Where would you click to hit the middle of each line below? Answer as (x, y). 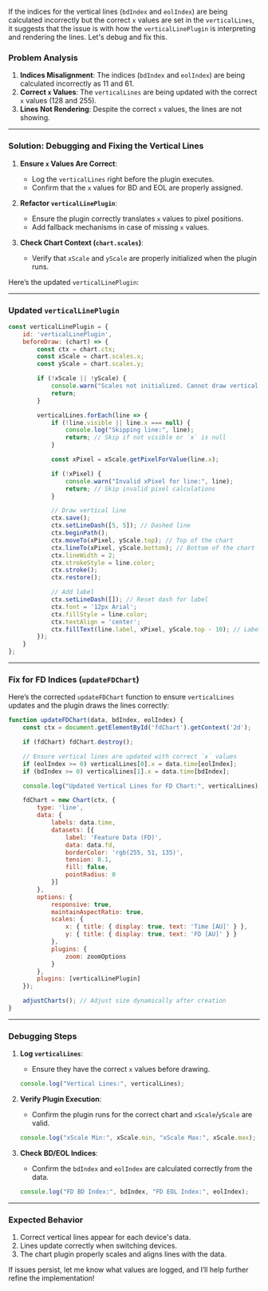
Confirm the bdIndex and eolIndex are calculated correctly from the (142, 1169)
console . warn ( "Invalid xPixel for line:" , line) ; (149, 481)
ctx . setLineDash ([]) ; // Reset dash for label (130, 599)
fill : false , (87, 868)
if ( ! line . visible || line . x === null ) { (121, 423)
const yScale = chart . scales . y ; (91, 364)
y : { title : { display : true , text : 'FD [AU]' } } (151, 934)
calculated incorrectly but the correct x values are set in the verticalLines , (132, 20)
